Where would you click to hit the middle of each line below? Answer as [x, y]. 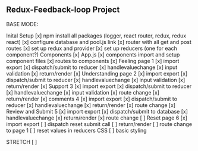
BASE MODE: [22, 24]
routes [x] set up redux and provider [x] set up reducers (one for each [92, 48]
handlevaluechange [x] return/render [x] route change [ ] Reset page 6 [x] [97, 118]
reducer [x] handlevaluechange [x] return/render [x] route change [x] [91, 105]
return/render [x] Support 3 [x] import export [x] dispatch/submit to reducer [99, 86]
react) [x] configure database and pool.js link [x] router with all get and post [99, 42]
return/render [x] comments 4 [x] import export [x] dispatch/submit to [92, 99]
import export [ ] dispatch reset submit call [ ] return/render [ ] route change [99, 124]
